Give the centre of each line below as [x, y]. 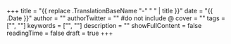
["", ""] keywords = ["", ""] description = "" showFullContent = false [104, 25]
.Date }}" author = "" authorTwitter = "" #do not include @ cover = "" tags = [116, 18]
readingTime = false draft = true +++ [60, 33]
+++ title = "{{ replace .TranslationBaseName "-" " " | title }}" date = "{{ [110, 11]
